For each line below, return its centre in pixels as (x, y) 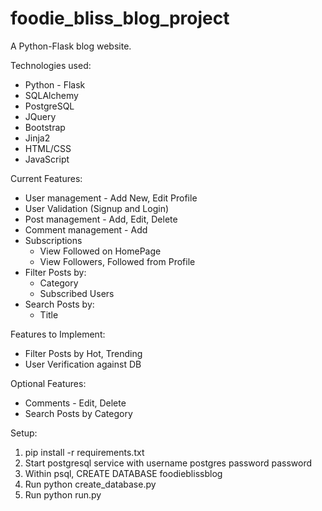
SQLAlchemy (51, 95)
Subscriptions (53, 240)
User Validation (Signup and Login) (97, 208)
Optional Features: (48, 383)
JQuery (40, 116)
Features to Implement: (58, 334)
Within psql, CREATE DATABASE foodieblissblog (123, 473)
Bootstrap (45, 127)
